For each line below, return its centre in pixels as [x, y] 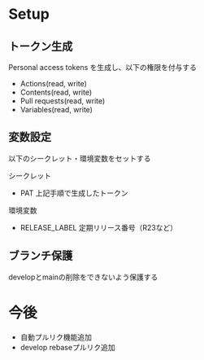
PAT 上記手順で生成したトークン [74, 193]
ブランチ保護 [41, 256]
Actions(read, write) [54, 83]
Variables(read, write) [56, 110]
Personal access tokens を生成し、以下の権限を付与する [103, 67]
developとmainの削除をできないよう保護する [83, 277]
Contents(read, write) [56, 92]
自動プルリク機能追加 [56, 337]
